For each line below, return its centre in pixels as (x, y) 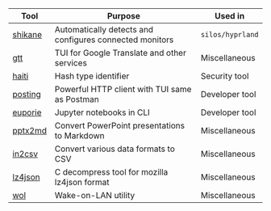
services (71, 63)
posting (27, 94)
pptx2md (29, 131)
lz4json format (82, 182)
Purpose (124, 16)
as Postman (77, 99)
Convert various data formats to (115, 149)
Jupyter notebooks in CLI (102, 112)
